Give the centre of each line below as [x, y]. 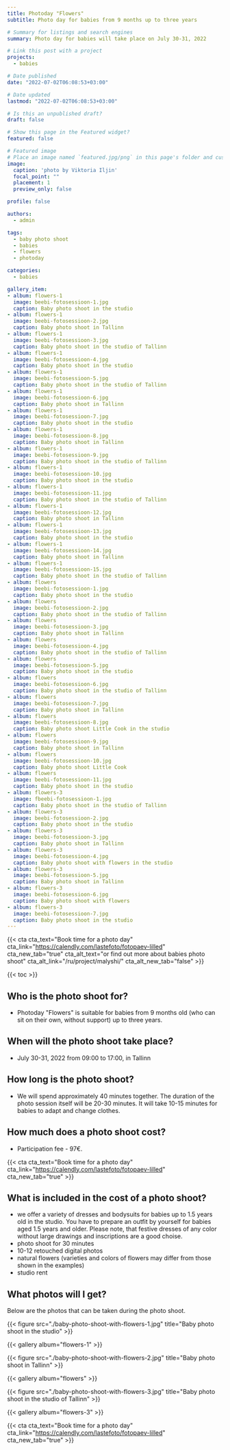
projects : [21, 58]
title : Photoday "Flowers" [46, 13]
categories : [24, 271]
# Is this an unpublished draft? [55, 114]
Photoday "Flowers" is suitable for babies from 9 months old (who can [116, 1013]
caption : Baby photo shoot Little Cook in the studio [91, 729]
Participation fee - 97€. [50, 1148]
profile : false [29, 202]
